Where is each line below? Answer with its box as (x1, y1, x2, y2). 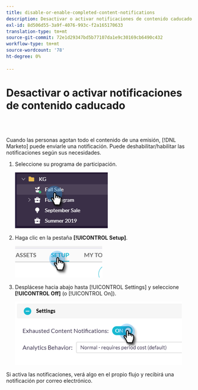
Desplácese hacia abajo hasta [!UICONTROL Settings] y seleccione (14, 283, 179, 291)
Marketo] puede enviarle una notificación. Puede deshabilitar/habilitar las (6, 143, 185, 150)
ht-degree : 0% (6, 54, 41, 59)
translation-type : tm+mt (6, 29, 68, 34)
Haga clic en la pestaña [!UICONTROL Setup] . (14, 234, 128, 241)
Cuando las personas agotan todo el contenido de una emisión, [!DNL (6, 136, 176, 143)
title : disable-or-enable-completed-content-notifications (6, 10, 155, 15)
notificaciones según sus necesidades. (6, 149, 102, 156)
